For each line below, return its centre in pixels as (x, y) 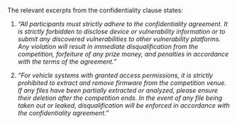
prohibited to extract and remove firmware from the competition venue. (122, 83)
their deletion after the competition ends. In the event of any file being (120, 98)
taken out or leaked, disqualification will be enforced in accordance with (123, 105)
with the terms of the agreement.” (67, 62)
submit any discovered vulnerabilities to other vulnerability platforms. (119, 39)
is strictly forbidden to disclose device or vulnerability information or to (121, 32)
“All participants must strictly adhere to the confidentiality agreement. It (123, 24)
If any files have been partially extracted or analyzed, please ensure (118, 90)
